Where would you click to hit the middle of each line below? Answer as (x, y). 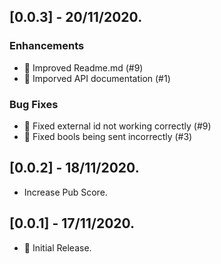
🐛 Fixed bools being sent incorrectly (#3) (108, 136)
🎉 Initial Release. (57, 247)
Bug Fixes (34, 104)
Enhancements (47, 46)
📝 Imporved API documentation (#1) (97, 78)
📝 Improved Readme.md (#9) (83, 67)
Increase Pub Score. (65, 192)
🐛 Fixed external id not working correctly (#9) (117, 126)
